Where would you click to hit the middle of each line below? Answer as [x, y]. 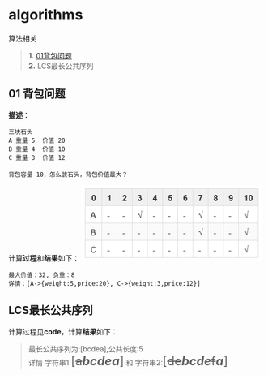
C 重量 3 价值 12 [37, 157]
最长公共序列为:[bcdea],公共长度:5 [85, 349]
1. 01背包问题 [50, 55]
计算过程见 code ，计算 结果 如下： [63, 331]
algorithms [46, 15]
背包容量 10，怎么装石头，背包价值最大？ [68, 175]
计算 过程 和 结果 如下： [44, 258]
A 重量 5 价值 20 [37, 140]
